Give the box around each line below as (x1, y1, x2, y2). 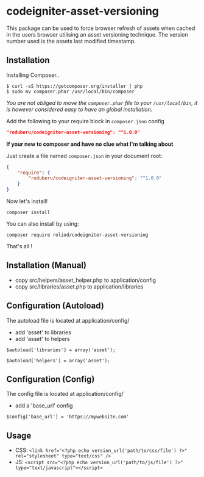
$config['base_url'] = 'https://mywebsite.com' (6, 414, 130, 420)
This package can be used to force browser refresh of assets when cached (6, 24, 195, 32)
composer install (6, 209, 51, 215)
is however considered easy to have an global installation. (6, 106, 153, 113)
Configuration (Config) (6, 374, 95, 385)
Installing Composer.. (6, 71, 60, 79)
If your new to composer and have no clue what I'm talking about (6, 140, 174, 148)
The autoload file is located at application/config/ (6, 317, 130, 324)
